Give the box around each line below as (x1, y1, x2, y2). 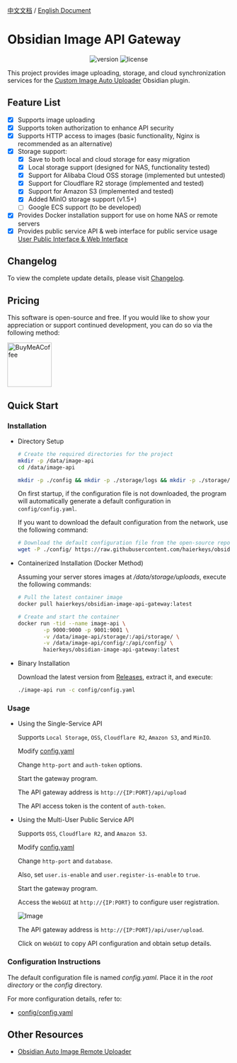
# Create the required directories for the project (17, 450, 173, 457)
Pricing (7, 294, 40, 306)
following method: (7, 328, 60, 337)
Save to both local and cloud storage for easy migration (28, 155, 190, 163)
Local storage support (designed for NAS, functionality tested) (28, 163, 210, 172)
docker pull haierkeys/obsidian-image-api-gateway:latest (17, 601, 192, 608)
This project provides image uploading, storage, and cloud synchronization (7, 68, 226, 77)
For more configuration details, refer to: (7, 994, 122, 1003)
